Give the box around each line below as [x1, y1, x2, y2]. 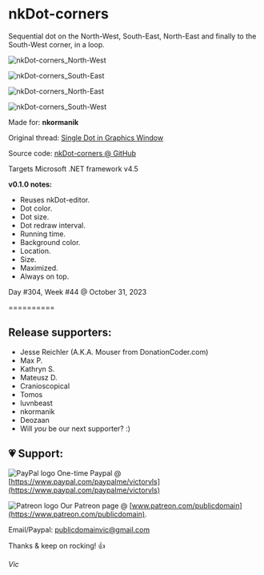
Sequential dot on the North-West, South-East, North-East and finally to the [8, 31, 257, 41]
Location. [19, 246, 51, 255]
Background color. [19, 237, 81, 247]
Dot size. [19, 211, 50, 221]
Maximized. [19, 263, 58, 272]
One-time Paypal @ [57, 468, 122, 477]
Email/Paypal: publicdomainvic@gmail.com [8, 525, 150, 534]
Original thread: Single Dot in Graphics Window [8, 133, 164, 143]
